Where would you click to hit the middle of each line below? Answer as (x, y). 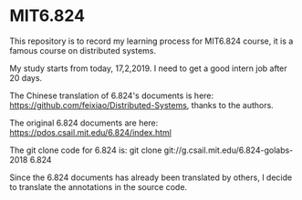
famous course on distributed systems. (83, 50)
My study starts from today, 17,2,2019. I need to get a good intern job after (148, 68)
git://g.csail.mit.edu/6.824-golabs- (229, 150)
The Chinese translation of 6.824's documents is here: (112, 95)
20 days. (26, 77)
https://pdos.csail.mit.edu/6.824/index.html (90, 132)
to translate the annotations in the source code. (99, 186)
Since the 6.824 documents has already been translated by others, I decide (151, 177)
